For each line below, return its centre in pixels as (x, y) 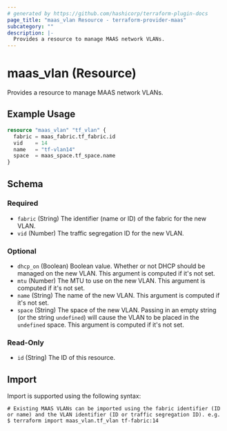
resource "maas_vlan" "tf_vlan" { (57, 130)
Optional (22, 251)
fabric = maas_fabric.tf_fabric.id (65, 136)
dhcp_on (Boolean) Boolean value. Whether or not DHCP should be (111, 266)
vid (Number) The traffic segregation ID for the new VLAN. (100, 233)
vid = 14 (31, 143)
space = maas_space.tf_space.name (65, 156)
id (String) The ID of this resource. (66, 358)
